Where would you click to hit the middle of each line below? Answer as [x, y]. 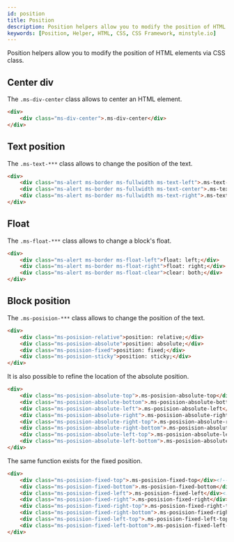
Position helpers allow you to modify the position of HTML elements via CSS [116, 53]
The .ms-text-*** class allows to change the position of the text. [100, 163]
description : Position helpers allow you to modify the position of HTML [117, 27]
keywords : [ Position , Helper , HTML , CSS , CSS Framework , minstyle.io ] [112, 33]
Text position [36, 147]
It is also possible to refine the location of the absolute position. [98, 377]
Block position [39, 301]
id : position [26, 14]
